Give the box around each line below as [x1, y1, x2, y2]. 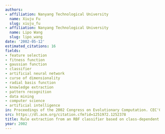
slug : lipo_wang [9, 35, 43, 40]
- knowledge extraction [5, 84, 54, 90]
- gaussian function [5, 62, 48, 67]
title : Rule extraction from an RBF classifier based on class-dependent [5, 116, 160, 122]
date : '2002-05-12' [5, 39, 45, 44]
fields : [5, 48, 21, 53]
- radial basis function [5, 80, 56, 85]
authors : [5, 7, 23, 12]
